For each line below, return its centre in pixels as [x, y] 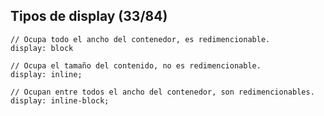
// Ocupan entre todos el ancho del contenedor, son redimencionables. [162, 92]
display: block [42, 48]
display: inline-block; [60, 100]
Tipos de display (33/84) [89, 16]
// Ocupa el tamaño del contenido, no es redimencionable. [136, 65]
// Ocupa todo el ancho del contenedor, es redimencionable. [140, 39]
